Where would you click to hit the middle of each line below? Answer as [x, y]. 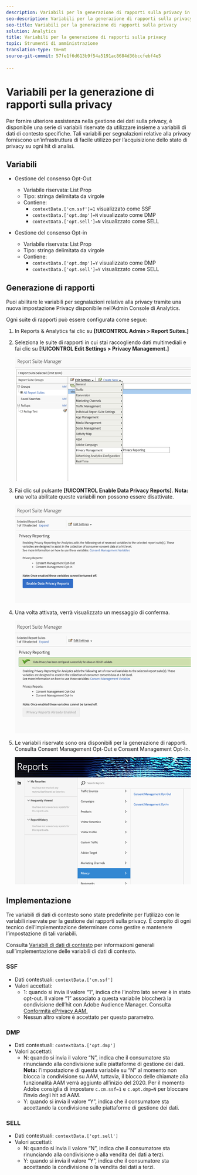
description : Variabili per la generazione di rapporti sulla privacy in [98, 12]
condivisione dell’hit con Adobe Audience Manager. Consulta [97, 1004]
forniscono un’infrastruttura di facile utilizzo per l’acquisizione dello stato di [97, 140]
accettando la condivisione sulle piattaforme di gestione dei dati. [101, 1107]
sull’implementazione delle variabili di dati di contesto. [71, 951]
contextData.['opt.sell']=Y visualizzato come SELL [96, 269]
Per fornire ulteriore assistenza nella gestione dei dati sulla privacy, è [89, 121]
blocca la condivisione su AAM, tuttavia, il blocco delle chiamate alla [106, 1076]
